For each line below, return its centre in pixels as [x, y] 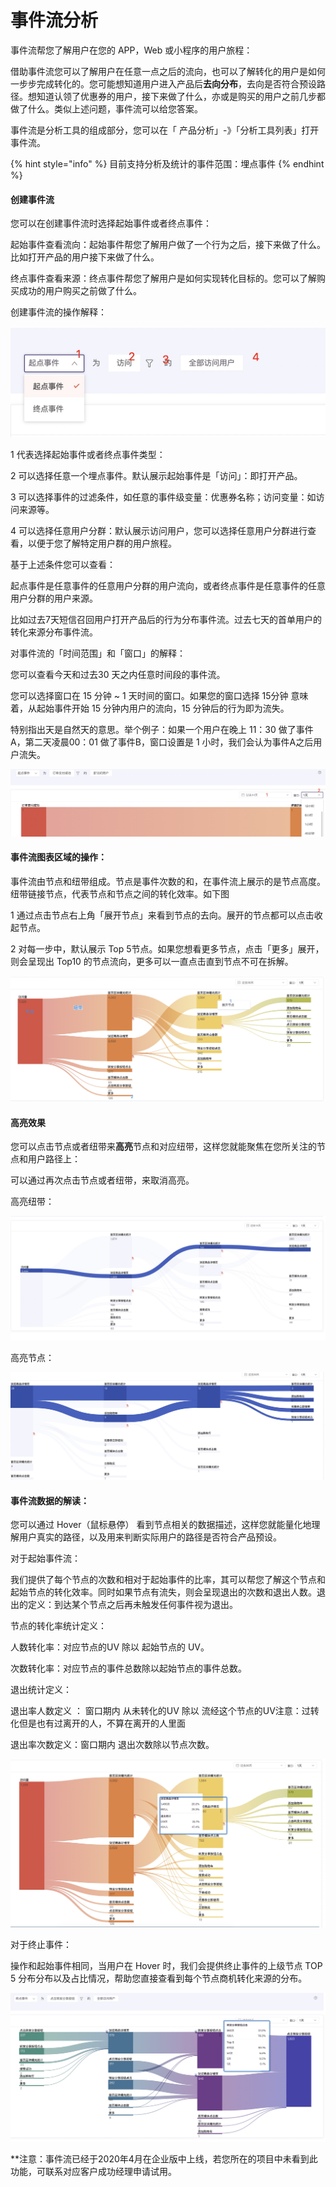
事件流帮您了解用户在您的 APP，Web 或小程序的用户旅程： [131, 50]
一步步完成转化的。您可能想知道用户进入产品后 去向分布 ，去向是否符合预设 [163, 83]
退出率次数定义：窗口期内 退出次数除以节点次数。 [112, 1745]
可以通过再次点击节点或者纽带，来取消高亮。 [102, 1180]
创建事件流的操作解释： [58, 312]
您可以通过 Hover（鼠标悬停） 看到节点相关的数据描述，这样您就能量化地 [161, 1525]
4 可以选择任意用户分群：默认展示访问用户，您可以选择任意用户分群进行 [159, 530]
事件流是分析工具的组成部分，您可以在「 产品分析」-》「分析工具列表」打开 [165, 130]
